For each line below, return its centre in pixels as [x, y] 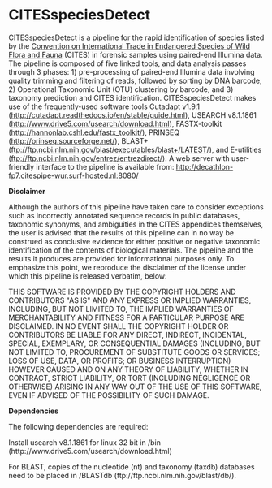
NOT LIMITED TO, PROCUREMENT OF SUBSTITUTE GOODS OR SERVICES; [134, 352]
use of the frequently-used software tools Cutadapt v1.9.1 [104, 106]
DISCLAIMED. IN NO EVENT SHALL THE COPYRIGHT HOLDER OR [119, 326]
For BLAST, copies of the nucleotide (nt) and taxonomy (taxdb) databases [132, 466]
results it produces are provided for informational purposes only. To [121, 258]
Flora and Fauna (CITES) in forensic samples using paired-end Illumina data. [136, 54]
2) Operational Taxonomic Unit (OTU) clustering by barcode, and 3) [121, 89]
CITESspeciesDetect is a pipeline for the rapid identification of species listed [136, 37]
